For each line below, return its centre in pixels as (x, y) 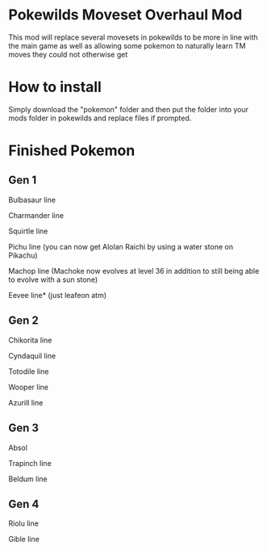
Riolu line (23, 523)
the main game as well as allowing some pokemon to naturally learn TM (127, 45)
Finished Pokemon (72, 151)
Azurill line (26, 402)
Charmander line (36, 215)
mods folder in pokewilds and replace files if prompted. (100, 118)
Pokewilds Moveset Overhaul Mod (125, 15)
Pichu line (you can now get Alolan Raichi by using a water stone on (121, 246)
